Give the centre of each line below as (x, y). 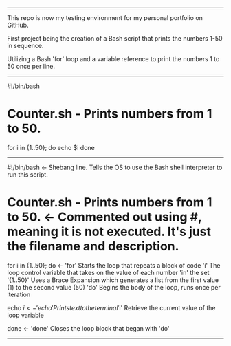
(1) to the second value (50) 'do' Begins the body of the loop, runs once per (114, 287)
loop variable (26, 315)
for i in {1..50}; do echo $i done (51, 147)
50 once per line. (31, 66)
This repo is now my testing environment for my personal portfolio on (105, 18)
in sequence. (25, 46)
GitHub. (18, 25)
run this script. (27, 174)
